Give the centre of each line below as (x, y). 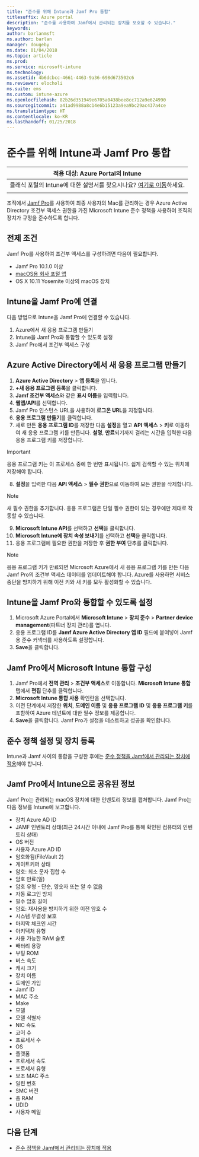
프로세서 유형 (31, 1068)
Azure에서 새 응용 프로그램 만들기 (54, 329)
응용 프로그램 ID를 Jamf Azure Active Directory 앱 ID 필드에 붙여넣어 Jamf (104, 632)
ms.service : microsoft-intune (44, 67)
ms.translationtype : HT (36, 111)
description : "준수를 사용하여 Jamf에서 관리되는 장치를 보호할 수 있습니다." (91, 23)
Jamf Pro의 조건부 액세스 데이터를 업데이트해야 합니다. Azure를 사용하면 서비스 (98, 574)
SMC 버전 (27, 1091)
